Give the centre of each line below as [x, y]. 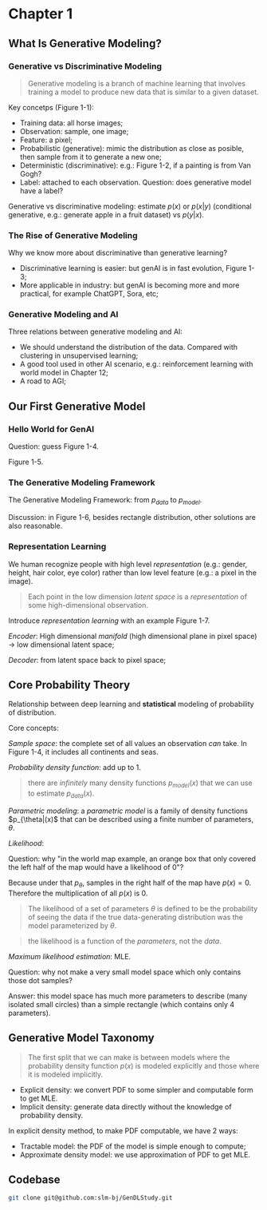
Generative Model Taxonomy [81, 1038]
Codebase [35, 1179]
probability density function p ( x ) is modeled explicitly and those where [143, 1065]
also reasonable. [35, 526]
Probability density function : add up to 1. [75, 768]
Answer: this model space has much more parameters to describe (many [128, 996]
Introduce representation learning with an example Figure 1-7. [109, 621]
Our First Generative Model [77, 406]
